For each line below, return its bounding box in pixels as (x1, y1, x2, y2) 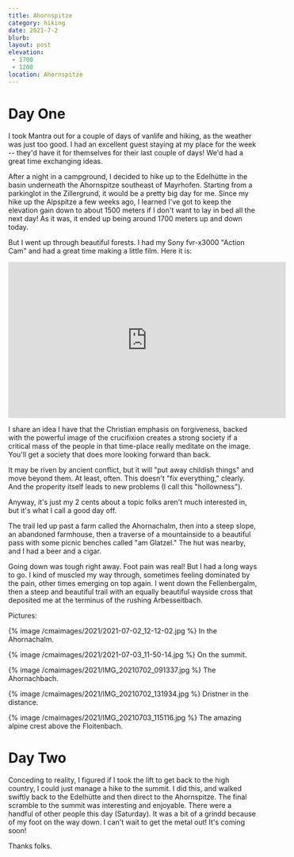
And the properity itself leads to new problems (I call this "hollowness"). (8, 481, 243, 492)
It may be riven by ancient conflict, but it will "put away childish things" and (8, 465, 254, 474)
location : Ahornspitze (8, 71, 83, 78)
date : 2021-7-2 (8, 26, 59, 34)
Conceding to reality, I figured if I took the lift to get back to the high (8, 775, 230, 785)
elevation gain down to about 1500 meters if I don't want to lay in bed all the (8, 205, 256, 215)
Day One (8, 105, 66, 123)
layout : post (8, 41, 52, 49)
